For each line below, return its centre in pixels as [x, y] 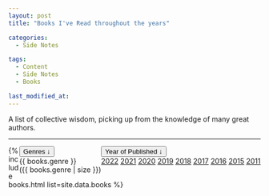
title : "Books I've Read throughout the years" [89, 23]
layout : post [30, 16]
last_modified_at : [39, 96]
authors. [22, 127]
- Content [32, 67]
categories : [28, 38]
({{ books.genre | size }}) [60, 170]
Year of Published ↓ [134, 152]
